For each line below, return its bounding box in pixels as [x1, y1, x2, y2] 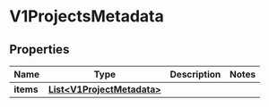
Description [169, 69, 221, 80]
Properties [9, 42, 70, 57]
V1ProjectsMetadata [9, 6, 164, 27]
